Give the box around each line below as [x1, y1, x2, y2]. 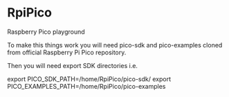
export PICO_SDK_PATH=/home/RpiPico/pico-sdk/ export [7, 74, 172, 83]
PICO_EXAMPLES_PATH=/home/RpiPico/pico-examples [7, 82, 166, 90]
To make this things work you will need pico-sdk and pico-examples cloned [7, 41, 223, 49]
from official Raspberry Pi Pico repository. [7, 48, 127, 56]
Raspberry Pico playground [7, 28, 85, 36]
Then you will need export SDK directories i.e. [7, 61, 138, 69]
